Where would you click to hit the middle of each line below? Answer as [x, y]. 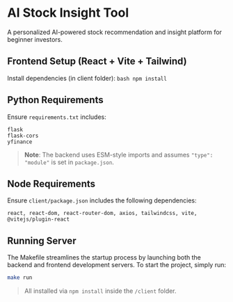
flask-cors [23, 136]
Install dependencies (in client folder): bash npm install [87, 78]
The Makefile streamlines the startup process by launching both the [104, 257]
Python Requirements [55, 100]
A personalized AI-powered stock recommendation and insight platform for [115, 32]
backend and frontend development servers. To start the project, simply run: [116, 265]
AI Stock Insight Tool [68, 13]
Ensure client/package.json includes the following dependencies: [102, 200]
